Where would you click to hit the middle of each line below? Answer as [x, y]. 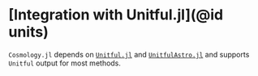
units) [28, 32]
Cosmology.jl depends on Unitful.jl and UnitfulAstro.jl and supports [129, 54]
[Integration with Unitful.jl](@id [116, 15]
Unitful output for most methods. [65, 63]
